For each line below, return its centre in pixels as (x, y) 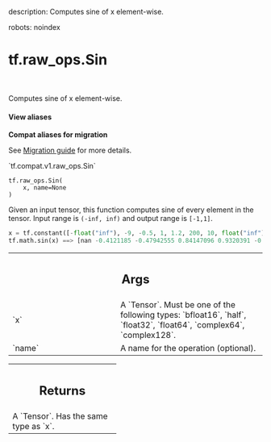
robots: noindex (34, 27)
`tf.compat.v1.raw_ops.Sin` (52, 166)
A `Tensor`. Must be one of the (178, 305)
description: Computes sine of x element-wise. (86, 12)
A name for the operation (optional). (188, 348)
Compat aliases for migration (58, 135)
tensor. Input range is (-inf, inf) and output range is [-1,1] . (110, 219)
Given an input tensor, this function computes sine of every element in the (131, 210)
